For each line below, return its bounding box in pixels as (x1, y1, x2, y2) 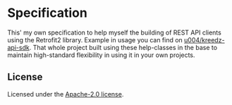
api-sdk (7, 43, 30, 51)
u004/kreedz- (184, 35, 225, 44)
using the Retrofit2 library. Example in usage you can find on (7, 35, 183, 44)
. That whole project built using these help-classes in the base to (29, 43, 217, 51)
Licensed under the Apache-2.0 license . (7, 89, 124, 98)
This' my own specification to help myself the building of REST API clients (7, 28, 222, 37)
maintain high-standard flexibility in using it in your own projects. (7, 51, 195, 59)
